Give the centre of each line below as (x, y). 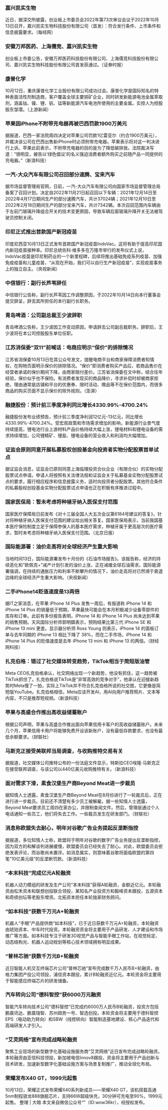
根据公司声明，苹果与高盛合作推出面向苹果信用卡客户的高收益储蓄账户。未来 (84, 724)
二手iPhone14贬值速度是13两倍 (42, 591)
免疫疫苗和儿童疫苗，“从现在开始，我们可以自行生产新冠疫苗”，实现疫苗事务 (84, 262)
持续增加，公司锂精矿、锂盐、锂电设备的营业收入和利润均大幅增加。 (79, 435)
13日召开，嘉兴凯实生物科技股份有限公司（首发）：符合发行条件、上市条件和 (83, 26)
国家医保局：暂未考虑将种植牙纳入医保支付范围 (61, 502)
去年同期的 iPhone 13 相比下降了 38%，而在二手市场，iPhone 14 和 (83, 635)
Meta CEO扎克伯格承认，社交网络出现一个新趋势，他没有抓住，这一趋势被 (81, 673)
